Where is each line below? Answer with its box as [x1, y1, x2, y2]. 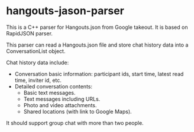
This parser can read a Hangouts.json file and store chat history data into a [6, 41, 189, 48]
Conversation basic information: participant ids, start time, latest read [14, 70, 184, 77]
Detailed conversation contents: [14, 82, 93, 90]
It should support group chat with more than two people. [6, 119, 144, 126]
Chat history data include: [6, 59, 69, 66]
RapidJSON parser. [6, 29, 53, 37]
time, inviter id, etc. [14, 77, 62, 84]
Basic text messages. [23, 89, 76, 96]
